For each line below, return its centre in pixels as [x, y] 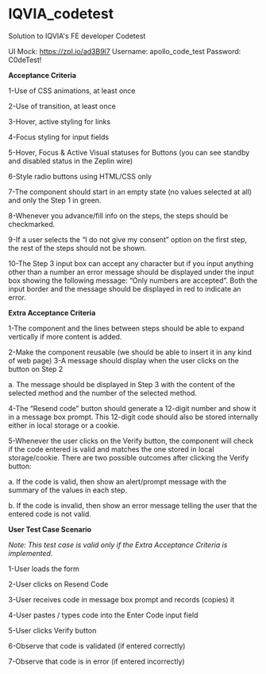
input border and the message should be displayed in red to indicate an [125, 288]
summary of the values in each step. [68, 490]
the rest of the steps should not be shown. [77, 248]
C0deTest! [25, 60]
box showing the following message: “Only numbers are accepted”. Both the [133, 280]
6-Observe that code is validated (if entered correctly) [97, 645]
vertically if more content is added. [65, 336]
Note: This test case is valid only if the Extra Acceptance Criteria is [118, 545]
